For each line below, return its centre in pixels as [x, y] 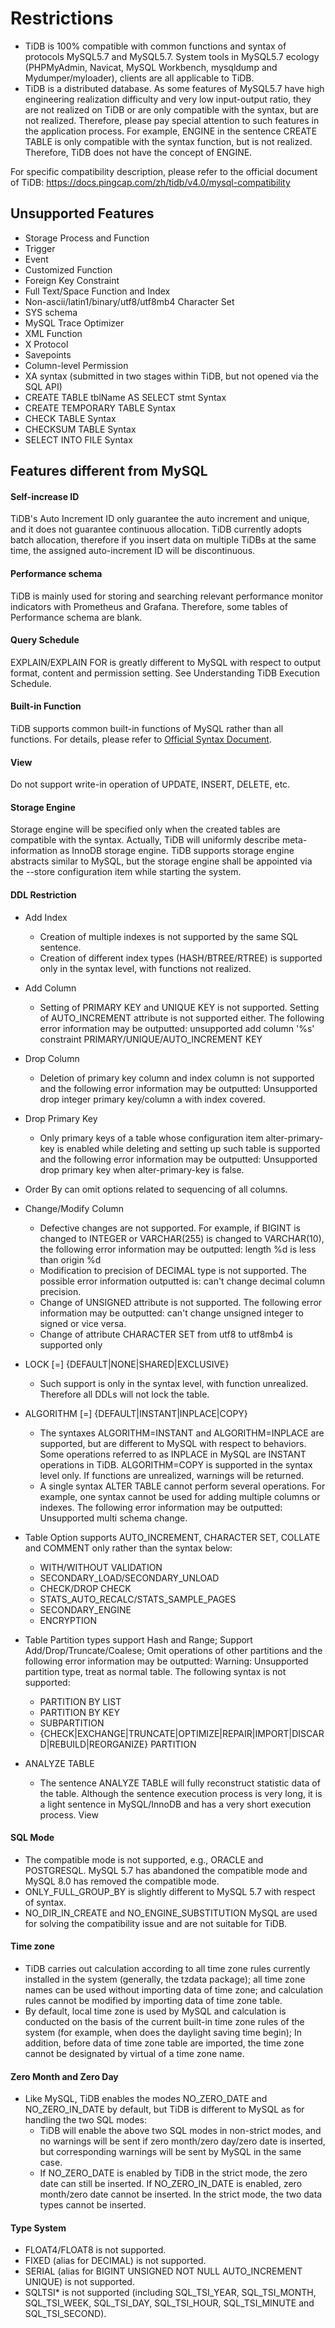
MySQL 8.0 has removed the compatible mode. [122, 1881]
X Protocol [46, 344]
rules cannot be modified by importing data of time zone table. [153, 2000]
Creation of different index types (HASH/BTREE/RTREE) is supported [181, 958]
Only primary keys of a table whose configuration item [151, 1138]
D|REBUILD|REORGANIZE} [94, 1744]
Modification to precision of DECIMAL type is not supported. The [173, 1270]
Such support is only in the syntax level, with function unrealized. [174, 1383]
